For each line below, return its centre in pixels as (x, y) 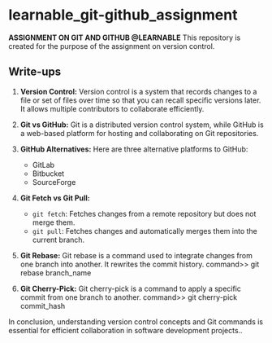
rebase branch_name (56, 273)
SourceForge (54, 182)
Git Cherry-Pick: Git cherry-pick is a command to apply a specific (131, 288)
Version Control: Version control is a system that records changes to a (138, 91)
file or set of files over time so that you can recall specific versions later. (140, 100)
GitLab (43, 165)
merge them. (54, 222)
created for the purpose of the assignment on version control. (112, 46)
